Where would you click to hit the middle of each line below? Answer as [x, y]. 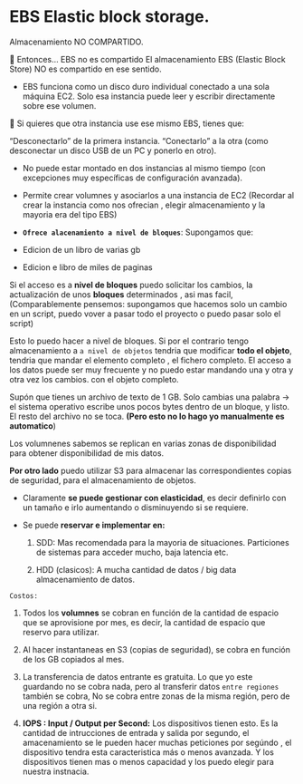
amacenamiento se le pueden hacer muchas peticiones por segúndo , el [157, 742]
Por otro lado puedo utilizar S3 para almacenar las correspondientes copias [151, 470]
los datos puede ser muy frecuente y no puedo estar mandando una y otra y [151, 370]
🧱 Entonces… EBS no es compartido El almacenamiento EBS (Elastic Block [148, 59]
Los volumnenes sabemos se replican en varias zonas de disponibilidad [143, 443]
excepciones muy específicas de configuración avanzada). [132, 178]
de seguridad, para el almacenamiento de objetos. [103, 480]
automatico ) [33, 426]
